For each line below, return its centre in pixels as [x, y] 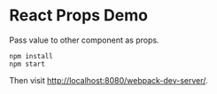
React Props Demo [79, 16]
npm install [31, 56]
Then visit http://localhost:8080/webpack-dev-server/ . [108, 80]
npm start [27, 64]
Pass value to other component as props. [84, 40]
